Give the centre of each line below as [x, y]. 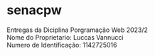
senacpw [34, 10]
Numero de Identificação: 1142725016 [62, 45]
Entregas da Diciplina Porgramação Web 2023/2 [77, 30]
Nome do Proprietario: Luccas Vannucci [65, 37]
